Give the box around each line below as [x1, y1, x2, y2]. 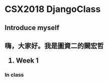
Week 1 [16, 56, 39, 64]
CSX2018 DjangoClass [5, 3, 101, 15]
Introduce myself [5, 23, 60, 32]
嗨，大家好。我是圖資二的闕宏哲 [5, 41, 104, 50]
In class [5, 71, 24, 78]
